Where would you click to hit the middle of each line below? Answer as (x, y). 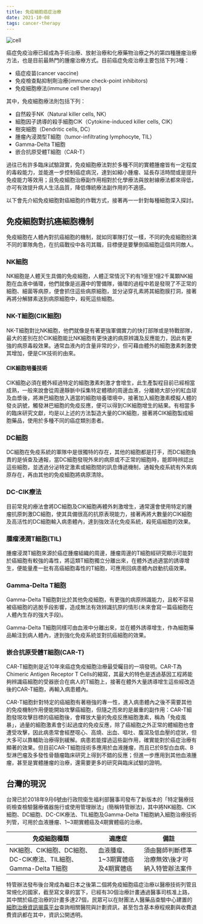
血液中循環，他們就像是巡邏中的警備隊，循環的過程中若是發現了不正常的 (107, 284)
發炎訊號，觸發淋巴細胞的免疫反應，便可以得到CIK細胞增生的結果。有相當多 (101, 405)
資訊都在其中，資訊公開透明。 (48, 915)
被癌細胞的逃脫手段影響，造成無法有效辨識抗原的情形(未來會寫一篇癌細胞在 (100, 607)
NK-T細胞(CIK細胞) (34, 316)
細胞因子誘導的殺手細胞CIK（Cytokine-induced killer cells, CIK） (95, 122)
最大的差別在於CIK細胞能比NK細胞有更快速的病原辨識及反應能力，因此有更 (99, 338)
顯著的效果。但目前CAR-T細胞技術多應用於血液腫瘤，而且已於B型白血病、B (100, 748)
